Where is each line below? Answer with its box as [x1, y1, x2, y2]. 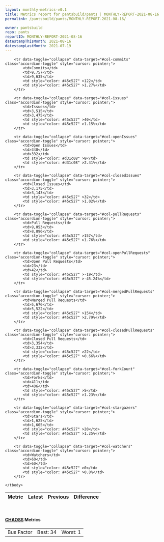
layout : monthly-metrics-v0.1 [5, 7, 67, 12]
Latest [27, 493, 43, 500]
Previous [48, 493, 69, 500]
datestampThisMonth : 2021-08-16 [5, 39, 71, 44]
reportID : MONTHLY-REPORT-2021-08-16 [5, 34, 82, 39]
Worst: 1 [61, 529, 81, 536]
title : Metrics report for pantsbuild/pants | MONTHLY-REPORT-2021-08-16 [5, 12, 160, 17]
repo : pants [5, 30, 29, 35]
